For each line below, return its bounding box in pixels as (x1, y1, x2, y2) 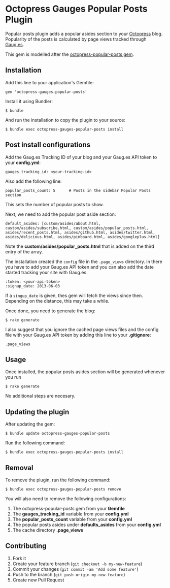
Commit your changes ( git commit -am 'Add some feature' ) (12, 566, 139, 572)
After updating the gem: (5, 421, 55, 427)
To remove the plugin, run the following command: (5, 477, 111, 483)
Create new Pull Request (12, 577, 64, 583)
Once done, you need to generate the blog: (5, 308, 95, 314)
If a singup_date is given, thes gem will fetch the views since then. (5, 292, 143, 299)
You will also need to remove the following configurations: (5, 496, 126, 502)
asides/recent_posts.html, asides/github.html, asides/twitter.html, (5, 230, 156, 235)
